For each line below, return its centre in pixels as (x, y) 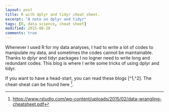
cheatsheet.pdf (28, 104)
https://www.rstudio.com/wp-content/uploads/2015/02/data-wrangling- (87, 98)
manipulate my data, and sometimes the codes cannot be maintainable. (79, 52)
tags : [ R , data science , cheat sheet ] (46, 24)
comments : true (21, 33)
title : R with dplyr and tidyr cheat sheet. (53, 14)
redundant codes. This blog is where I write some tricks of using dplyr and (82, 63)
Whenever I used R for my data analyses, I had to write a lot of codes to (79, 47)
